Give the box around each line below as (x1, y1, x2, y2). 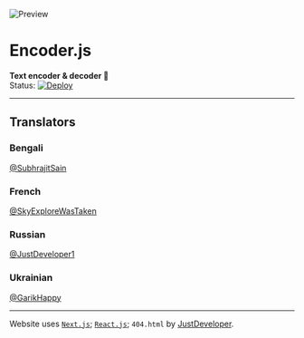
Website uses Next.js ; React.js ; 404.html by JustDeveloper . (9, 318, 234, 329)
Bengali (9, 141, 43, 154)
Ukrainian (9, 272, 53, 285)
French (9, 185, 42, 198)
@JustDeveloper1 (9, 249, 75, 260)
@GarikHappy (9, 292, 62, 303)
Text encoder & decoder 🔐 (9, 70, 109, 81)
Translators (9, 114, 76, 130)
